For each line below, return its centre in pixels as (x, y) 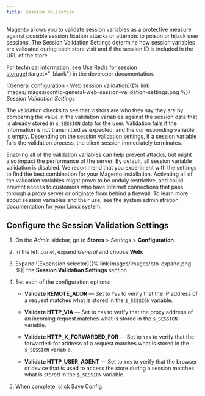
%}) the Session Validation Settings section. (72, 270)
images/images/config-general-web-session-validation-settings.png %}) (98, 92)
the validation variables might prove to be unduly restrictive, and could (95, 180)
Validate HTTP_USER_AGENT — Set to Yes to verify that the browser (110, 362)
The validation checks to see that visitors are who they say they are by (95, 110)
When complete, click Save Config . (59, 387)
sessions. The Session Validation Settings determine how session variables (101, 42)
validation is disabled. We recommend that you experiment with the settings (102, 167)
